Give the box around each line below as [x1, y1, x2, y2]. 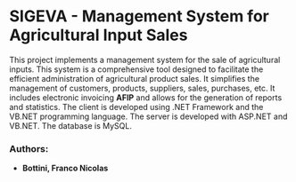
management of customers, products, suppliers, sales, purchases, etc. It [9, 83, 275, 93]
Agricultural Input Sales [9, 25, 188, 45]
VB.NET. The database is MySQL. [9, 120, 132, 131]
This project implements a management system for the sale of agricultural [9, 54, 281, 65]
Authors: [9, 142, 49, 154]
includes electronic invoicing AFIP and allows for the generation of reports [9, 91, 283, 103]
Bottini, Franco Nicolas [21, 162, 109, 174]
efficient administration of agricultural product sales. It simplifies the [9, 73, 260, 83]
